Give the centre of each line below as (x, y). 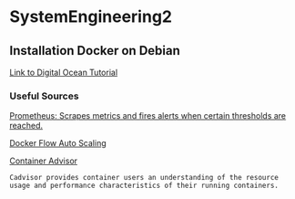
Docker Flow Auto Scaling (58, 143)
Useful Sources (44, 96)
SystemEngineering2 (91, 17)
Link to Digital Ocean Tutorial (64, 72)
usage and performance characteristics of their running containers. (144, 186)
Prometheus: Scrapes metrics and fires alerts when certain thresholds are (148, 116)
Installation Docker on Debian (95, 51)
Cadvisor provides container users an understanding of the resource (144, 178)
